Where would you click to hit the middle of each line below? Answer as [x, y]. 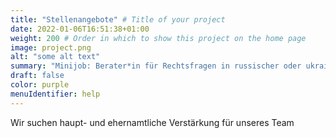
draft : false [37, 76]
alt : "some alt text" [55, 57]
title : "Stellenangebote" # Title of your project [118, 19]
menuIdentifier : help [55, 94]
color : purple [40, 85]
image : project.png [51, 47]
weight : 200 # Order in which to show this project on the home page [158, 38]
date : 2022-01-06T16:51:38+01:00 [80, 29]
